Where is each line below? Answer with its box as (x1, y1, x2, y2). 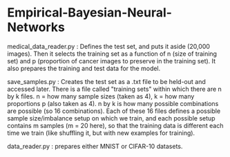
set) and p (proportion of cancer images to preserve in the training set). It (7, 56, 216, 65)
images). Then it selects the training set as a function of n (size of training (7, 50, 218, 58)
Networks (7, 19, 66, 35)
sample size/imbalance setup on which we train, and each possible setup (7, 114, 215, 122)
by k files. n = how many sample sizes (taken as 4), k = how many (7, 92, 195, 101)
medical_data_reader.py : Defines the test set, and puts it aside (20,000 (7, 42, 211, 50)
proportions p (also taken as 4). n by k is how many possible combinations (7, 99, 219, 107)
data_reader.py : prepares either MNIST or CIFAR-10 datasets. (7, 142, 183, 150)
